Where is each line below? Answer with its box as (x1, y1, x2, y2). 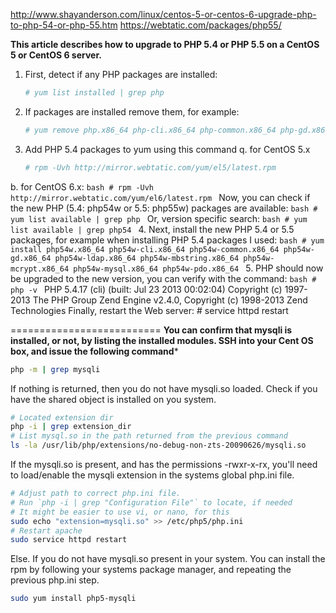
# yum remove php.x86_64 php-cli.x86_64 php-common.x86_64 (24, 125, 277, 135)
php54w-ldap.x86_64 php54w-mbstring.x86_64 (54, 253, 240, 263)
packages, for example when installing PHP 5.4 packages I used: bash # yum (10, 234, 325, 246)
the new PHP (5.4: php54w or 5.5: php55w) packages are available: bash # (10, 202, 318, 214)
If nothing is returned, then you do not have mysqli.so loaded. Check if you (10, 382, 318, 394)
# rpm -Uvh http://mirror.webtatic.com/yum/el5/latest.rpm (24, 162, 277, 173)
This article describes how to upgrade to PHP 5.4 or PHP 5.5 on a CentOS (10, 39, 320, 50)
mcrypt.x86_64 (10, 264, 70, 274)
